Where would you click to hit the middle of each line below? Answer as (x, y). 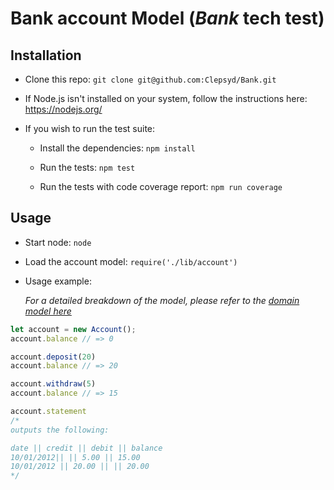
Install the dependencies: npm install (117, 148)
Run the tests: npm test (87, 167)
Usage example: (58, 281)
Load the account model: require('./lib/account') (131, 261)
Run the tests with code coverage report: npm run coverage (161, 186)
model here (48, 311)
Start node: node (58, 242)
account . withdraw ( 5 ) (53, 384)
